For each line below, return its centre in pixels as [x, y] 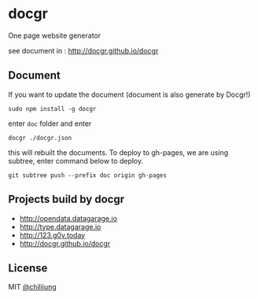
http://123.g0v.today [52, 235]
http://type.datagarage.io [60, 227]
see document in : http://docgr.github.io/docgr [83, 50]
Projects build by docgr [66, 199]
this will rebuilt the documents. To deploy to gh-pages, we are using [118, 152]
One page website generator [55, 35]
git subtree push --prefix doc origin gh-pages [88, 175]
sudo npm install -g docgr [52, 109]
